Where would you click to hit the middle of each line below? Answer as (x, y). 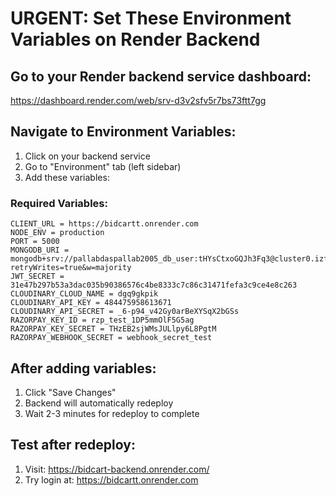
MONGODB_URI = (40, 250)
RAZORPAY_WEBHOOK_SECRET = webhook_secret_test (111, 338)
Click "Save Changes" (70, 392)
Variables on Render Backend (135, 39)
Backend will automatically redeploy (99, 403)
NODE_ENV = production (57, 233)
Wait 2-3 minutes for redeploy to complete (112, 413)
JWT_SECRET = (37, 277)
